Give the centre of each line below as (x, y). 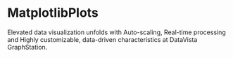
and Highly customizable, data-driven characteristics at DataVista (102, 39)
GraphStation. (27, 47)
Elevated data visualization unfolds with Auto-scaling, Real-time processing (117, 32)
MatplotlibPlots (53, 13)
